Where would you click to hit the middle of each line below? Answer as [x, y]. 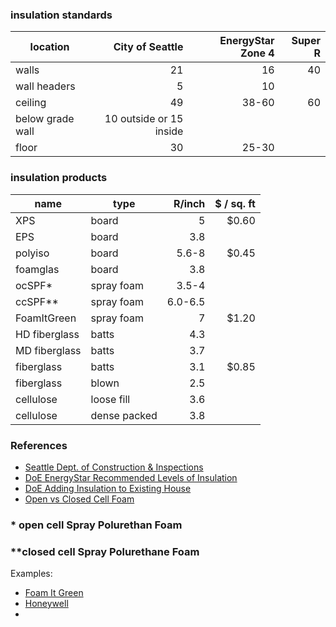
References [39, 445]
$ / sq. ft [235, 203]
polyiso [32, 253]
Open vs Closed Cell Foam [79, 499]
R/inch [189, 203]
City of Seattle [148, 47]
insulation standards [61, 15]
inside [169, 131]
